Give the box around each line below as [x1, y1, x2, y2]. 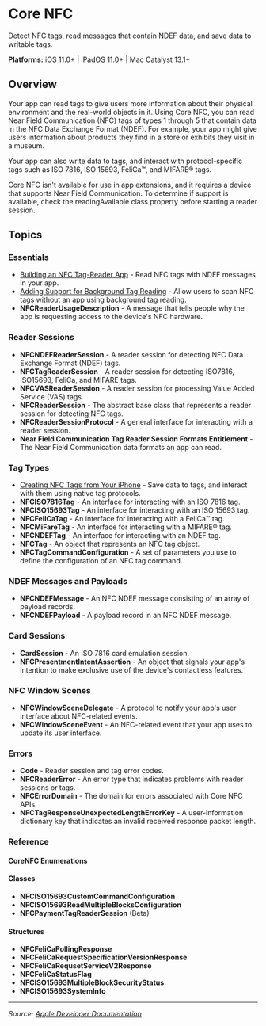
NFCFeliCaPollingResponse [19, 944, 112, 954]
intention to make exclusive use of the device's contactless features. [19, 665, 244, 674]
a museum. [8, 140, 45, 151]
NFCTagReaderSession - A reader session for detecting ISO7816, [19, 366, 235, 376]
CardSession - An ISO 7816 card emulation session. [19, 648, 190, 658]
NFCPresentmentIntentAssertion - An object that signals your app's [19, 657, 245, 666]
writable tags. [8, 39, 53, 48]
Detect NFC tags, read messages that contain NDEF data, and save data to [8, 31, 252, 40]
